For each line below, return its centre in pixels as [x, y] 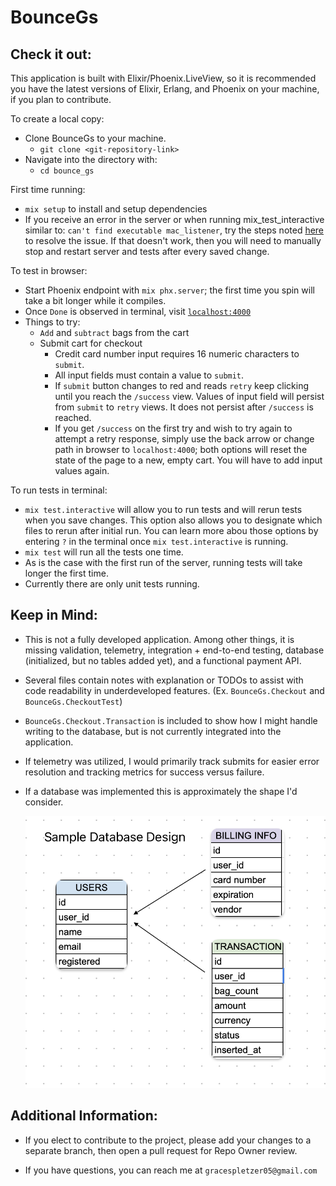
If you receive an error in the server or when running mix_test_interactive [174, 219]
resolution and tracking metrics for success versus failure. [144, 772]
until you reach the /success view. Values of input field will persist [189, 396]
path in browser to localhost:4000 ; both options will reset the [181, 449]
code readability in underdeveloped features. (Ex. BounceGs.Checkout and [174, 690]
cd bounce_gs [67, 171]
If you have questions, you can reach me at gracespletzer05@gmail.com [171, 1170]
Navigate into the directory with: [91, 159]
